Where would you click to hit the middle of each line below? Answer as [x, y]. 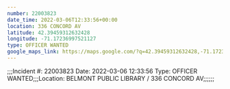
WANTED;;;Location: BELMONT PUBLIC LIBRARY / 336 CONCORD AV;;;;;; [111, 78]
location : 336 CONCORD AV [44, 26]
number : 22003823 [32, 13]
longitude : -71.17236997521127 [52, 39]
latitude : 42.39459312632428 [49, 33]
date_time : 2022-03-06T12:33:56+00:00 [62, 20]
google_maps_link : [33, 52]
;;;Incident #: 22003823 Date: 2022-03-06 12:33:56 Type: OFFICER [102, 71]
